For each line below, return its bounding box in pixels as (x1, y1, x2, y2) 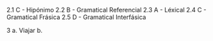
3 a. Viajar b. (6, 27, 43, 34)
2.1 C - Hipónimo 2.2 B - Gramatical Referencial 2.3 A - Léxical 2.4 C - (6, 6, 207, 14)
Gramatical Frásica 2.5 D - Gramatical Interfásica (6, 13, 147, 21)
